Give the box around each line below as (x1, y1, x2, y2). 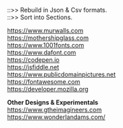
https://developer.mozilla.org (7, 85, 89, 93)
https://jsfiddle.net (7, 63, 60, 71)
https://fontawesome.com (7, 78, 80, 85)
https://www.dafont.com (7, 48, 77, 56)
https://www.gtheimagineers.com (7, 106, 102, 114)
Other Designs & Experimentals (7, 98, 98, 106)
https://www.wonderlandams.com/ (7, 113, 106, 121)
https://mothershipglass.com (7, 34, 89, 42)
